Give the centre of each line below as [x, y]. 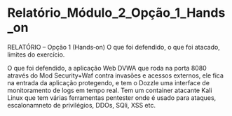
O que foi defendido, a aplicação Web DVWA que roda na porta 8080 [107, 68]
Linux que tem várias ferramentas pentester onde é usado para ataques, [112, 97]
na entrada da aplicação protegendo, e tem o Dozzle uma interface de [109, 82]
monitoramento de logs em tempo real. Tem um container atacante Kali [110, 90]
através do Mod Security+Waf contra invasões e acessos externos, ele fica [116, 75]
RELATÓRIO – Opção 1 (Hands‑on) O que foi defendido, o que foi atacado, [114, 47]
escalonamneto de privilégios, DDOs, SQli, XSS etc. [82, 105]
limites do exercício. [36, 55]
